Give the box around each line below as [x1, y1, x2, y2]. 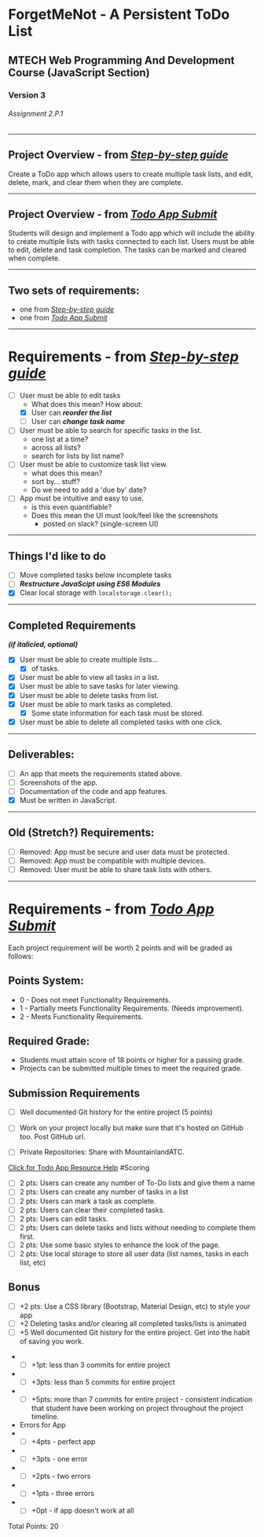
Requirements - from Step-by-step [8, 348, 240, 366]
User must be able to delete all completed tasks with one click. [19, 717, 222, 726]
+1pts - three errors [31, 1489, 95, 1498]
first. [19, 1232, 35, 1241]
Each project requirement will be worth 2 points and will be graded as [8, 943, 233, 952]
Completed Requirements [8, 619, 136, 632]
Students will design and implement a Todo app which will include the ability [8, 228, 255, 238]
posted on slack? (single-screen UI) [42, 519, 159, 529]
